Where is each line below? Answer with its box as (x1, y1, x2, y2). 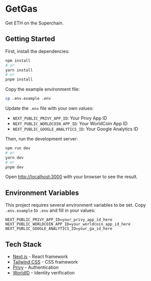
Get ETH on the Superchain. (5, 20, 64, 26)
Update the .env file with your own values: (5, 105, 94, 111)
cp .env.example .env (5, 96, 51, 101)
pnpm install (5, 77, 33, 82)
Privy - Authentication (12, 264, 59, 270)
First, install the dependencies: (5, 48, 70, 54)
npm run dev (5, 146, 31, 151)
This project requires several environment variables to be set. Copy (5, 202, 146, 208)
